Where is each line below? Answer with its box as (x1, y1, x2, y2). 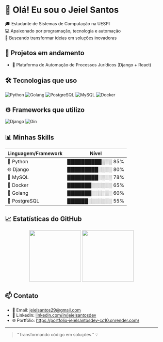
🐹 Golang (7, 190, 29, 197)
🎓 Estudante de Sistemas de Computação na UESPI (5, 20, 110, 26)
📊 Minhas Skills (5, 133, 54, 141)
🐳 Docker (7, 182, 29, 188)
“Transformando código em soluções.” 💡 (16, 331, 98, 337)
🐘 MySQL (7, 174, 29, 181)
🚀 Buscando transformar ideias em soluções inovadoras (5, 35, 117, 41)
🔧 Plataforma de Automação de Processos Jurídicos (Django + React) (12, 62, 152, 67)
